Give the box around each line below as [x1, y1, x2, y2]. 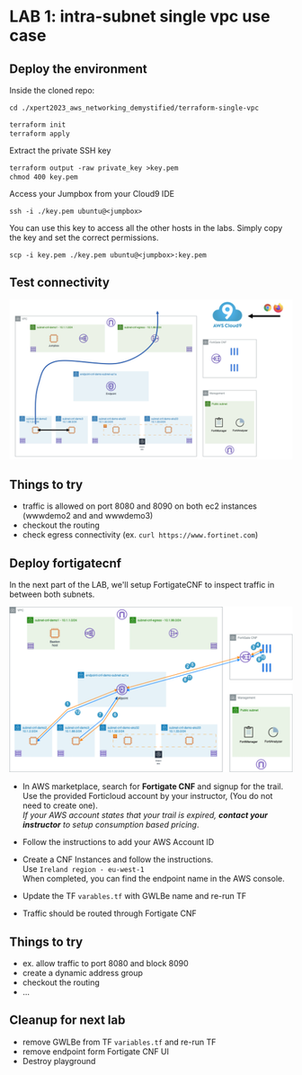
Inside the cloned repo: [9, 85, 95, 95]
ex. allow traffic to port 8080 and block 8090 [22, 958, 189, 969]
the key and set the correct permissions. [9, 232, 159, 243]
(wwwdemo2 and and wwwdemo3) [22, 511, 154, 521]
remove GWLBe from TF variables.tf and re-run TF [22, 1036, 217, 1047]
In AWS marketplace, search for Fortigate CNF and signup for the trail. [22, 781, 284, 792]
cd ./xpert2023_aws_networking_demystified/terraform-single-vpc [9, 103, 259, 112]
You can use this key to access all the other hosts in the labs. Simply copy [9, 223, 283, 233]
